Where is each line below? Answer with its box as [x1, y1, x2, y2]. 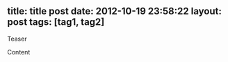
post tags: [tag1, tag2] [7, 17, 105, 28]
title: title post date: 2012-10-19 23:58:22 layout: [7, 6, 222, 17]
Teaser [7, 34, 27, 43]
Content [7, 48, 31, 56]
